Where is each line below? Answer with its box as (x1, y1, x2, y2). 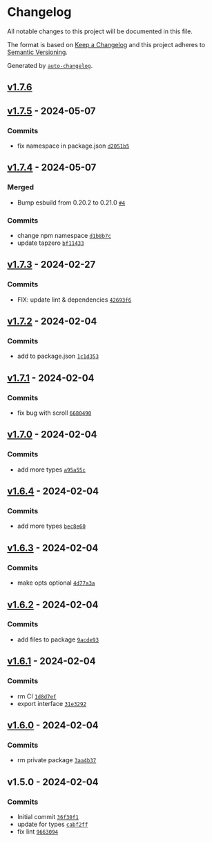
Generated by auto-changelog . (7, 61, 93, 69)
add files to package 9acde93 (17, 635, 99, 644)
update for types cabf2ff (17, 820, 88, 828)
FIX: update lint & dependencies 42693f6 (17, 295, 132, 304)
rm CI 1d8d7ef (17, 691, 57, 701)
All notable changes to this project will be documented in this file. (7, 27, 193, 35)
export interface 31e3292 (17, 699, 87, 707)
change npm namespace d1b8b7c (17, 232, 112, 239)
